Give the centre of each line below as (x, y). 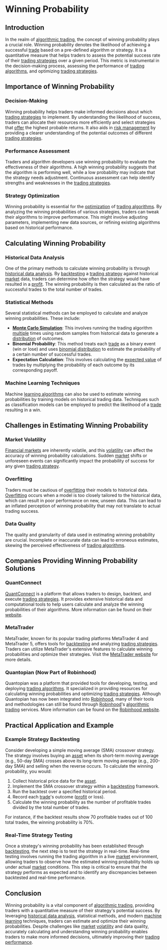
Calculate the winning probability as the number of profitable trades (82, 802)
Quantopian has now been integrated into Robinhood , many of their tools (80, 699)
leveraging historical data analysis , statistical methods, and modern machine (83, 916)
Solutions (20, 569)
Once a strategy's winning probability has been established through (75, 846)
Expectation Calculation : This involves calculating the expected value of (87, 360)
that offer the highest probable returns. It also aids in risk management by (81, 127)
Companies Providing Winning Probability (71, 561)
